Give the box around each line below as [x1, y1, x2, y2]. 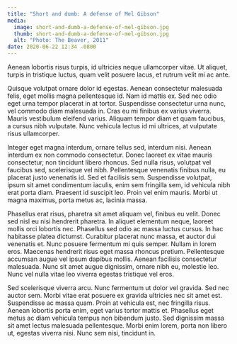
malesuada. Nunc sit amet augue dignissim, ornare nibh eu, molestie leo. [7, 262, 219, 270]
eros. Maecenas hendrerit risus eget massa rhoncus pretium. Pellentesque [7, 248, 225, 255]
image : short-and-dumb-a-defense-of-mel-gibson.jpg [13, 23, 170, 30]
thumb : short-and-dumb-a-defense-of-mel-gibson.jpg [13, 30, 170, 38]
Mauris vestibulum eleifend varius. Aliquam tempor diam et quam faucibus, [7, 114, 226, 123]
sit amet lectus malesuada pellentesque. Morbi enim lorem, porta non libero [7, 321, 228, 330]
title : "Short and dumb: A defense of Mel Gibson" [7, 10, 160, 18]
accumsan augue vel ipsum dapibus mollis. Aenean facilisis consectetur [7, 255, 217, 263]
